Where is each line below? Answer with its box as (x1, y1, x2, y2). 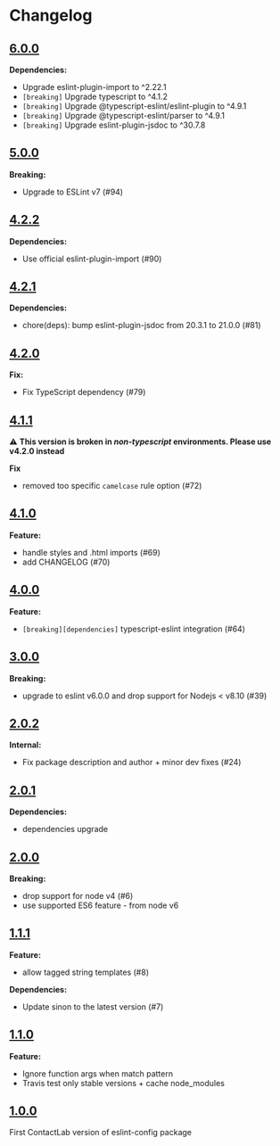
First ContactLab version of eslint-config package (9, 1127, 192, 1138)
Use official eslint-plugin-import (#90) (21, 253, 162, 264)
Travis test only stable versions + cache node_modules (21, 1077, 226, 1088)
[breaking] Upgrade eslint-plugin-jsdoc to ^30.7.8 (21, 120, 206, 130)
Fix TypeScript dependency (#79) (21, 387, 146, 398)
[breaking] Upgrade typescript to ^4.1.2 (21, 91, 168, 102)
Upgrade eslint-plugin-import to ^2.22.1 (21, 82, 167, 92)
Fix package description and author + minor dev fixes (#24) (21, 757, 242, 768)
